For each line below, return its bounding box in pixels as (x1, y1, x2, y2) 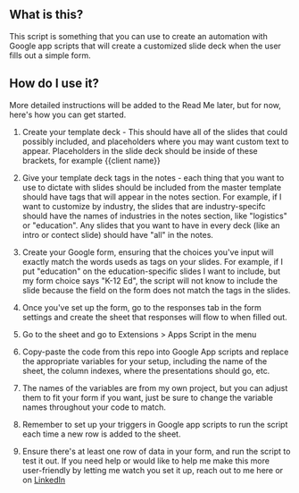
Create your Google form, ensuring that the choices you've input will (21, 246, 274, 258)
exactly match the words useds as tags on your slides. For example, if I (21, 256, 284, 267)
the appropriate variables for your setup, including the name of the (21, 355, 268, 366)
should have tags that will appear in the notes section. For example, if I (21, 191, 282, 202)
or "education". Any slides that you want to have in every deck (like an (21, 219, 280, 231)
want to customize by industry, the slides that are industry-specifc (21, 200, 266, 211)
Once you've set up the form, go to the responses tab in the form (21, 302, 262, 312)
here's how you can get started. (9, 109, 127, 120)
